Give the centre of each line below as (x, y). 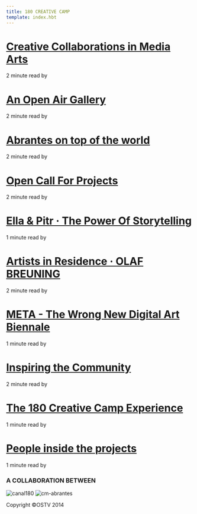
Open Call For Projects (62, 180)
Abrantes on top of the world (78, 140)
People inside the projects (72, 449)
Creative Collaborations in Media (88, 47)
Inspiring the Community (69, 368)
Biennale (28, 327)
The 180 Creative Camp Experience (95, 408)
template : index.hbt (32, 17)
